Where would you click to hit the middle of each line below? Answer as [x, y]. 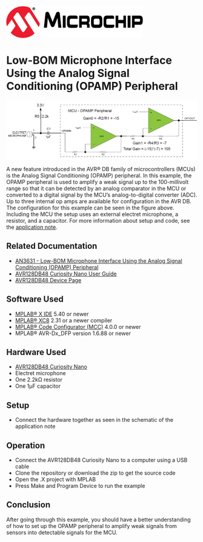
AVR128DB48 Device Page [48, 280]
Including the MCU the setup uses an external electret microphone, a [92, 214]
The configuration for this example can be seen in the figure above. [90, 208]
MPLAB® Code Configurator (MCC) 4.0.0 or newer [78, 327]
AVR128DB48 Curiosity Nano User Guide [66, 274]
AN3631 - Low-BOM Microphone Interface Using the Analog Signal [99, 260]
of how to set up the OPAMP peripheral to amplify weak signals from [92, 526]
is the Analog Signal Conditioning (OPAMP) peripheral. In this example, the [99, 175]
